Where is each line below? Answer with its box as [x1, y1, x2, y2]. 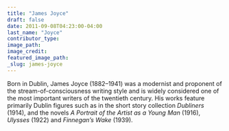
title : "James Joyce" [7, 10, 69, 17]
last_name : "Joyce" [7, 29, 63, 36]
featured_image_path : [7, 55, 69, 61]
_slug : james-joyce [7, 61, 63, 68]
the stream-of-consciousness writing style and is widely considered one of [7, 87, 219, 95]
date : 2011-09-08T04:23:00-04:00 [7, 23, 103, 29]
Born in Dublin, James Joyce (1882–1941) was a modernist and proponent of [7, 79, 223, 87]
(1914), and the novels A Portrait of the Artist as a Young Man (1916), [7, 108, 201, 117]
